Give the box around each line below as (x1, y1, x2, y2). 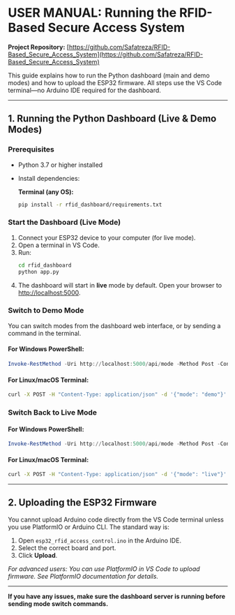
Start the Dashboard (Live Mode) (8, 218, 121, 228)
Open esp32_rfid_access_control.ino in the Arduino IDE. (17, 536, 182, 544)
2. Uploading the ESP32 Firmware (8, 497, 157, 509)
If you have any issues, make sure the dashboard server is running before (8, 592, 226, 600)
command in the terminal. (8, 329, 82, 337)
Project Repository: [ (8, 43, 69, 51)
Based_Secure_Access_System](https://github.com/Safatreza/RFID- (8, 50, 204, 59)
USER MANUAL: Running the (8, 5, 177, 21)
